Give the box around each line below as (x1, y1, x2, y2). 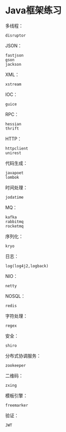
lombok (5, 175, 19, 180)
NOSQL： (5, 293, 25, 299)
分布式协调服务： (5, 352, 41, 359)
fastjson (5, 52, 24, 58)
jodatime (5, 195, 24, 200)
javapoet (5, 170, 24, 175)
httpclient (5, 146, 28, 151)
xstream (5, 82, 22, 87)
